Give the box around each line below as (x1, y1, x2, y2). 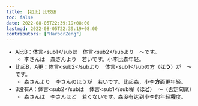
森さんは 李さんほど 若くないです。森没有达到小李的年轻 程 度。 (23, 93, 187, 101)
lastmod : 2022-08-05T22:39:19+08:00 (6, 25, 98, 32)
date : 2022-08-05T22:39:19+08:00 (6, 20, 90, 26)
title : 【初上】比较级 (6, 8, 57, 15)
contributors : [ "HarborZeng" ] (6, 31, 82, 37)
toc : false (6, 14, 34, 20)
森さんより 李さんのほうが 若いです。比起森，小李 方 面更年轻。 (23, 78, 187, 86)
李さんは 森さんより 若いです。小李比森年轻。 (23, 56, 145, 63)
